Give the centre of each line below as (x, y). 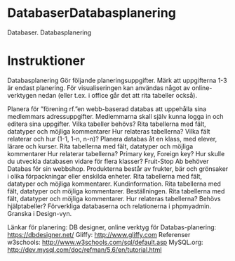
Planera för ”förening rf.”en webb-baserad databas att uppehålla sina (107, 109)
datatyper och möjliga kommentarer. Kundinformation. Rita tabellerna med (114, 184)
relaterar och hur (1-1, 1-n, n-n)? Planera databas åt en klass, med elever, (112, 139)
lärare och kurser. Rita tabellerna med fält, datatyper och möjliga (100, 146)
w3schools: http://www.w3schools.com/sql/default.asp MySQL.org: (105, 242)
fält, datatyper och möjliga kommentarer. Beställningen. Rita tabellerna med (116, 191)
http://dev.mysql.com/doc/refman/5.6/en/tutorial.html (85, 249)
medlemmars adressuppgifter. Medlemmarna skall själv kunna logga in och (115, 116)
